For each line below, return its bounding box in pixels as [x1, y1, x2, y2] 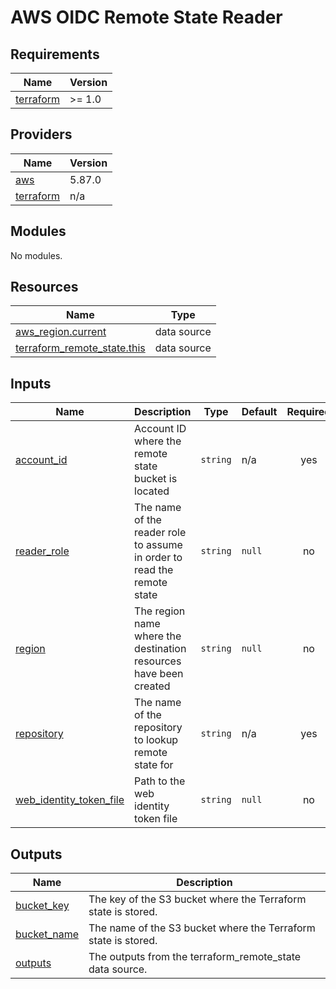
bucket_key [15, 899, 70, 913]
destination [134, 642, 187, 656]
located [134, 484, 170, 498]
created [134, 679, 171, 693]
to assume [134, 538, 183, 552]
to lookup [134, 733, 179, 747]
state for [134, 758, 174, 772]
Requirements [10, 46, 100, 63]
